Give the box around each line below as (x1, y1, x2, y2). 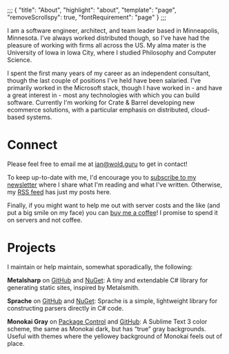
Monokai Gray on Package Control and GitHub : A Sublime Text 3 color (7, 317, 208, 326)
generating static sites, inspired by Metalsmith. (7, 283, 140, 291)
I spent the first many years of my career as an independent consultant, (7, 69, 211, 77)
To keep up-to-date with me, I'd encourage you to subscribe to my (7, 173, 197, 181)
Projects (7, 240, 57, 256)
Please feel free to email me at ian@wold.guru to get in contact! (7, 160, 188, 168)
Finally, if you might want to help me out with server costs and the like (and (7, 201, 221, 209)
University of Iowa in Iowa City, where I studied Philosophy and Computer (7, 48, 217, 56)
